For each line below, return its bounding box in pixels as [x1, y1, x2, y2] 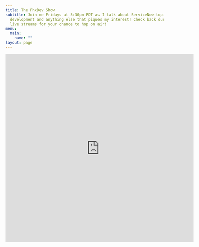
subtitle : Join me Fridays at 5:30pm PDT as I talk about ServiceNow [5, 12, 154, 17]
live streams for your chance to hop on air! [10, 21, 107, 27]
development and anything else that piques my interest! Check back [10, 17, 156, 22]
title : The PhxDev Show [5, 7, 55, 13]
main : [10, 31, 22, 36]
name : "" [14, 36, 33, 41]
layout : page [5, 40, 33, 45]
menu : [5, 26, 17, 31]
